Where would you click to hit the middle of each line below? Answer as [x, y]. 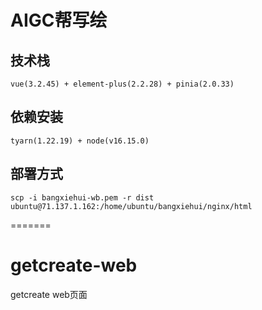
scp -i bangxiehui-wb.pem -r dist [82, 197]
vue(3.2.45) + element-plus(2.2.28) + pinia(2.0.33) [122, 84]
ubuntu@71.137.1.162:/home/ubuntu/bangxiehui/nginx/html [131, 206]
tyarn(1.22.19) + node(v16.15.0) [80, 141]
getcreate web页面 [49, 294]
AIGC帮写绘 [59, 20]
